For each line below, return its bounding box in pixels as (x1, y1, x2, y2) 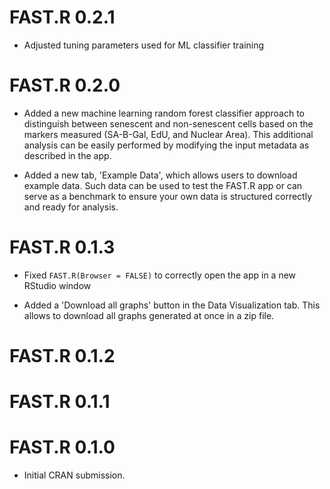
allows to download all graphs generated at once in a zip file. (23, 309, 275, 321)
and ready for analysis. (23, 201, 119, 213)
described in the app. (23, 149, 112, 161)
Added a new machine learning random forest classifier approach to (23, 107, 306, 119)
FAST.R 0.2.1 (9, 6, 116, 29)
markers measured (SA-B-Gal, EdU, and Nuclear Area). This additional (23, 128, 314, 140)
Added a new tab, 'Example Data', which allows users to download (23, 169, 298, 181)
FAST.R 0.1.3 (9, 236, 116, 259)
